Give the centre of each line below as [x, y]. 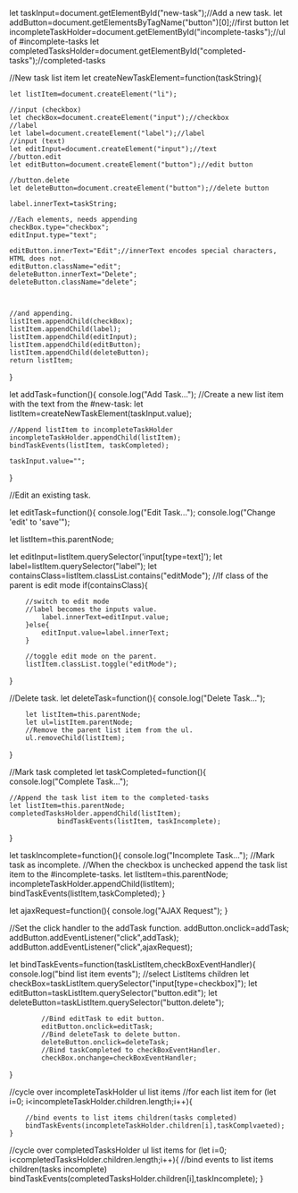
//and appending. [41, 313]
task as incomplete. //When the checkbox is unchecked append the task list [149, 865]
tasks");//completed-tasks [58, 60]
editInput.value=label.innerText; [105, 633]
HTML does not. [37, 259]
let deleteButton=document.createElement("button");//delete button [139, 188]
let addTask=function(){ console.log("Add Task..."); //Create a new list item [146, 394]
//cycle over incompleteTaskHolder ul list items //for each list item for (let [143, 1092]
